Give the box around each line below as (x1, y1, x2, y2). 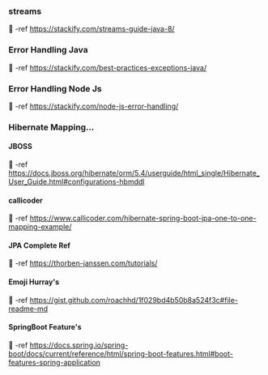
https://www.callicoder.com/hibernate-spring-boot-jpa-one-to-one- (29, 213, 257, 224)
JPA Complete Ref (8, 241, 71, 250)
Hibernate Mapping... (8, 121, 95, 133)
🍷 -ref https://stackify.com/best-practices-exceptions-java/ (8, 62, 207, 72)
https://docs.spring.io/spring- (29, 340, 129, 350)
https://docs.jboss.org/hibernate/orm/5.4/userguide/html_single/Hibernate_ (8, 168, 261, 178)
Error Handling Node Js (8, 83, 103, 94)
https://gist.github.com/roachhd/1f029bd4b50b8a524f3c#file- (29, 295, 239, 305)
